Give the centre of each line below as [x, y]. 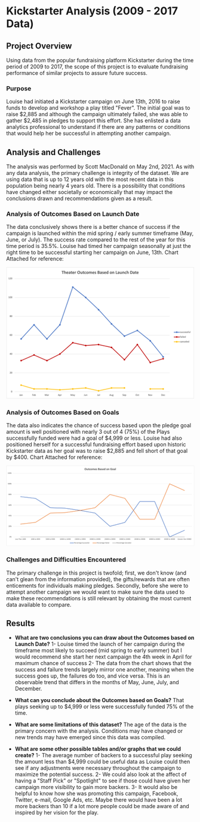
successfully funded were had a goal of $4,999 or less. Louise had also [94, 438]
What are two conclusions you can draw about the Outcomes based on [104, 638]
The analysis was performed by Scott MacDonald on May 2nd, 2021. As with [100, 167]
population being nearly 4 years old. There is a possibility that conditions [96, 186]
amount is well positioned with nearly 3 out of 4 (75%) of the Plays [88, 432]
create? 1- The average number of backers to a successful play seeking [103, 755]
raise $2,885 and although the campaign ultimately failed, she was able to [97, 114]
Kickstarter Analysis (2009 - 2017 [92, 11]
